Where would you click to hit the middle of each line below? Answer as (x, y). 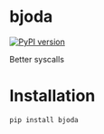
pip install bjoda (44, 120)
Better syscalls (37, 59)
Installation (52, 96)
